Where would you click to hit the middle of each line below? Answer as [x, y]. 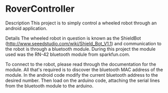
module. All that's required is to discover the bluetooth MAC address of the [84, 70]
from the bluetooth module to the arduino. [49, 86]
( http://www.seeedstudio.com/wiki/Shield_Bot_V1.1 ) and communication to [83, 43]
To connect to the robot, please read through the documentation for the [81, 64]
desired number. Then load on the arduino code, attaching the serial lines [83, 80]
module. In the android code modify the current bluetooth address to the [82, 75]
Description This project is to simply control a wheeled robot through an [81, 23]
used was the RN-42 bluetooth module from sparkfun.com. [68, 54]
